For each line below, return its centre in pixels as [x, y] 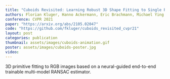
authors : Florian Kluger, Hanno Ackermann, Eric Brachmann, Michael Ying [85, 15]
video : [12, 52]
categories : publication [31, 38]
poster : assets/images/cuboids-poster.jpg [51, 47]
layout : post [19, 33]
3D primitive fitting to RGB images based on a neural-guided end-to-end [81, 66]
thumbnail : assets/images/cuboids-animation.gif [57, 43]
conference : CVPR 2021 [29, 19]
